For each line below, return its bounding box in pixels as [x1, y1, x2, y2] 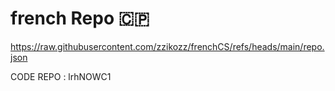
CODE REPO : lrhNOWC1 [10, 70, 112, 82]
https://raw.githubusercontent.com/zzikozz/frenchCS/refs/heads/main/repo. [10, 40, 325, 52]
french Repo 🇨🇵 [10, 7, 150, 30]
